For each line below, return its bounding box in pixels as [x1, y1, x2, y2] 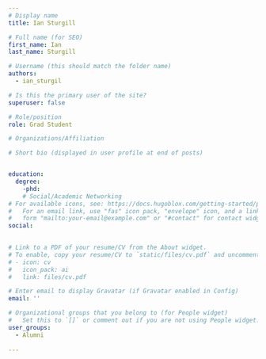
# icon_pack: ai [8, 265, 69, 273]
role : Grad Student [8, 120, 73, 128]
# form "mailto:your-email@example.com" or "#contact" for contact [8, 215, 243, 223]
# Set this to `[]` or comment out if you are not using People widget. [8, 316, 260, 324]
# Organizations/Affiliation [8, 135, 104, 143]
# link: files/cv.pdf [8, 273, 87, 281]
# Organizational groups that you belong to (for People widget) [8, 309, 228, 317]
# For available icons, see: [8, 200, 104, 208]
